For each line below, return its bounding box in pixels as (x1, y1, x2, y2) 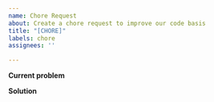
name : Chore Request (8, 11, 78, 20)
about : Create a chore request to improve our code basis (8, 19, 206, 27)
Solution (8, 86, 38, 96)
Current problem (8, 71, 66, 80)
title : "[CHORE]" (8, 27, 67, 35)
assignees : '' (8, 42, 56, 50)
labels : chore (8, 34, 56, 43)
